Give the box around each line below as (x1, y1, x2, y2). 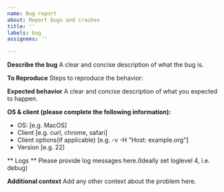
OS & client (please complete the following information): (7, 108, 171, 116)
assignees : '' (7, 36, 48, 43)
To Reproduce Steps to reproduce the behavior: (7, 74, 143, 83)
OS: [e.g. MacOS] (17, 121, 68, 129)
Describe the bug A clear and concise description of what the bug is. (7, 61, 204, 69)
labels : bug (7, 29, 41, 36)
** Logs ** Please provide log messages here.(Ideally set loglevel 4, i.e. (7, 156, 210, 165)
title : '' (7, 23, 36, 30)
